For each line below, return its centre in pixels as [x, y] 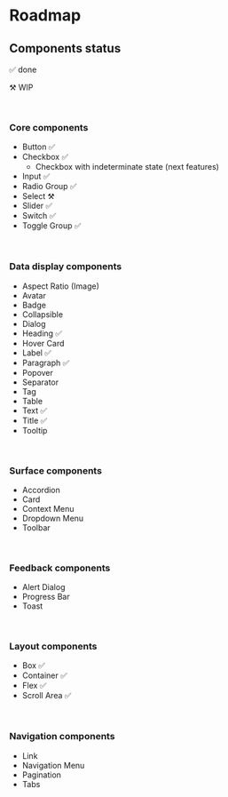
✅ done [23, 69]
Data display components [66, 267]
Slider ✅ [37, 206]
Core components [49, 127]
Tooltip [35, 430]
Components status [65, 48]
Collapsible [43, 314]
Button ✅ [39, 147]
